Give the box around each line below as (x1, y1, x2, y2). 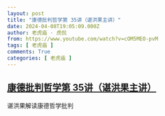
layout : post (7, 10, 45, 17)
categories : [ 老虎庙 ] (7, 55, 72, 62)
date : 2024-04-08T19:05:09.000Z (7, 23, 100, 30)
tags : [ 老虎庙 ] (7, 42, 54, 49)
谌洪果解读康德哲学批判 (7, 101, 74, 110)
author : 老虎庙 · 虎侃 (7, 29, 67, 36)
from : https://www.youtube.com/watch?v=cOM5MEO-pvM (7, 36, 158, 43)
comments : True (7, 49, 51, 56)
